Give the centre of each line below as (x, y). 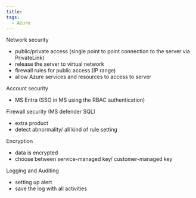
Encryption (20, 141)
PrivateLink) (29, 58)
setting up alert (33, 182)
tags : (13, 17)
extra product (32, 123)
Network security (27, 40)
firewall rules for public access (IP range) (65, 71)
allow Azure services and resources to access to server (83, 77)
